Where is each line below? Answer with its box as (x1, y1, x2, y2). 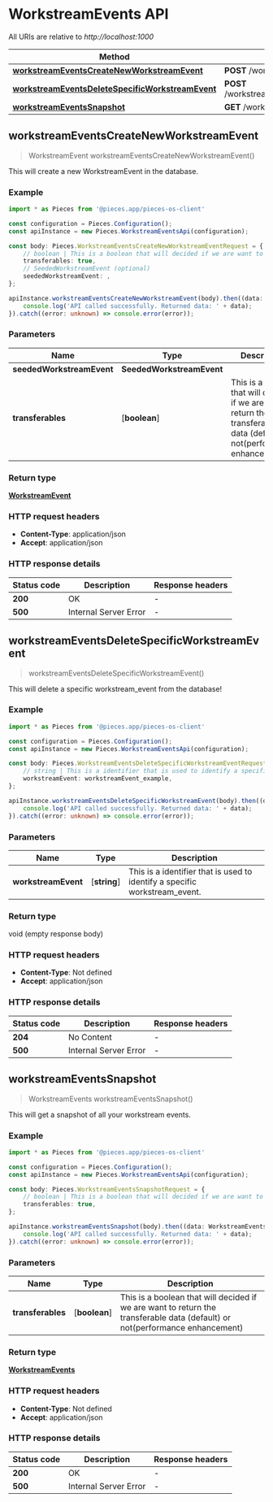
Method (98, 50, 130, 62)
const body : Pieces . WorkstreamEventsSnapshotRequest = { (8, 1185, 206, 1193)
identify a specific (128, 875, 197, 887)
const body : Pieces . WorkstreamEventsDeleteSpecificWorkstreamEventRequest (8, 759, 267, 768)
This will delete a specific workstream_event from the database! (8, 684, 223, 693)
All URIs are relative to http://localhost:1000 (8, 32, 154, 41)
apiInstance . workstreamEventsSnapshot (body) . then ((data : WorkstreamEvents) (8, 1222, 271, 1231)
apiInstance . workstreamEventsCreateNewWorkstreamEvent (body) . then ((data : (8, 294, 264, 302)
